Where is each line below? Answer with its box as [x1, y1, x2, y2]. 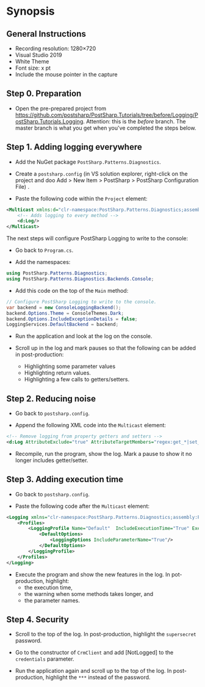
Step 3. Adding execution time [6, 474, 124, 485]
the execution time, [24, 584, 73, 591]
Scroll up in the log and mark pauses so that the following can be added [15, 344, 196, 352]
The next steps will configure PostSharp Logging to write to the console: [6, 235, 189, 242]
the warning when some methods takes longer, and [24, 590, 154, 597]
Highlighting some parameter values [24, 362, 116, 370]
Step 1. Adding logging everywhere [6, 142, 142, 152]
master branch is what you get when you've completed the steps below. [15, 124, 196, 131]
